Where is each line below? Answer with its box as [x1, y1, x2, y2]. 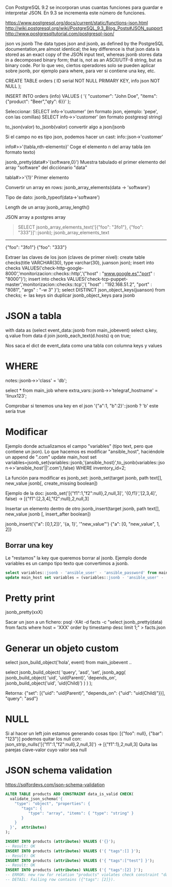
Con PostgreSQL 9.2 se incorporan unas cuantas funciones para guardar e [5, 5, 163, 10]
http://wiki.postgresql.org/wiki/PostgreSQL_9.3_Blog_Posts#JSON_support [5, 25, 163, 31]
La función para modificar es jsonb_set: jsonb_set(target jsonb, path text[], [5, 475, 163, 481]
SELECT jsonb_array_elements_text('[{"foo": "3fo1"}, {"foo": [17, 224, 144, 230]
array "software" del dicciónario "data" [5, 164, 88, 171]
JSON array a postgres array [5, 214, 66, 220]
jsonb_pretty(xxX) [5, 609, 43, 615]
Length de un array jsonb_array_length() [5, 204, 90, 210]
